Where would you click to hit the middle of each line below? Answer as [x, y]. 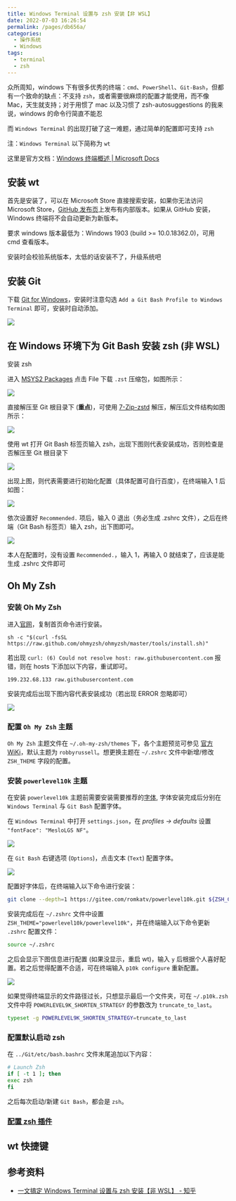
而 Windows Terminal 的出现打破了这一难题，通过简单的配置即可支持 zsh [111, 128]
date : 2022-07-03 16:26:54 [47, 20]
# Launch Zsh [26, 1067]
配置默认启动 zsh [36, 1037]
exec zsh [20, 1081]
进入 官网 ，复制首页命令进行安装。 [57, 624]
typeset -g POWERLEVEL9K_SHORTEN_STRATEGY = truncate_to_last [97, 1018]
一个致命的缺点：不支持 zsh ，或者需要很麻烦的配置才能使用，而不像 [111, 96]
